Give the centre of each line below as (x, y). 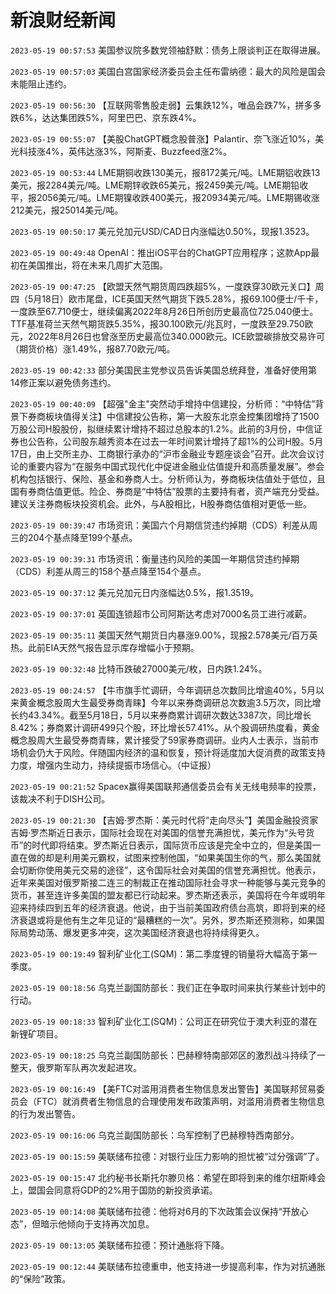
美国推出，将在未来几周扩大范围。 (97, 265)
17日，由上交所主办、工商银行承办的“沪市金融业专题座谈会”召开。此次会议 (163, 453)
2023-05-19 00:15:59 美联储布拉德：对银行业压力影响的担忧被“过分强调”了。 (167, 1156)
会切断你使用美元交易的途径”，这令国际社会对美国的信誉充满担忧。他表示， (166, 870)
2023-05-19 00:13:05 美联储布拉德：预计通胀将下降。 (120, 1245)
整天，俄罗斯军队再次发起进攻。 (76, 1067)
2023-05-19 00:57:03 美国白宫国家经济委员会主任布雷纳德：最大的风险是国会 (168, 71)
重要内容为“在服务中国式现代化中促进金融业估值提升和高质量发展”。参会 (176, 466)
